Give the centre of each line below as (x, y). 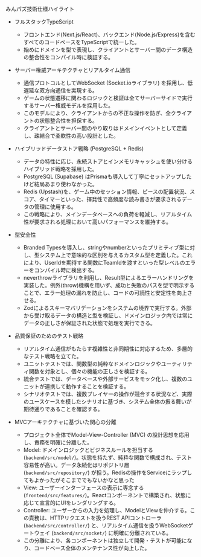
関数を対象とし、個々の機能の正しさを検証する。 (90, 371)
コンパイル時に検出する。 (66, 270)
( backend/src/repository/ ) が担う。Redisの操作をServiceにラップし (108, 472)
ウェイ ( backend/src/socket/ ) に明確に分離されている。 (103, 533)
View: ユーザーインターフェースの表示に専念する (84, 488)
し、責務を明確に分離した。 (58, 442)
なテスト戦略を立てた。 (53, 356)
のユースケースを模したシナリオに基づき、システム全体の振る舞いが (107, 401)
